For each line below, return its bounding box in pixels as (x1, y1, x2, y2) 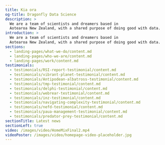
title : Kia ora (5, 7, 37, 12)
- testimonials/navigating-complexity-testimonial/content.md (9, 100, 141, 105)
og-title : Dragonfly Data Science (5, 12, 77, 17)
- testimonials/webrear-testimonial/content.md (9, 91, 110, 96)
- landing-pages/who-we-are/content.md (9, 53, 92, 59)
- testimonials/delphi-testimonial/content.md (9, 86, 108, 91)
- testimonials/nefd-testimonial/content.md (9, 105, 103, 110)
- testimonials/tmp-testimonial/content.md (9, 81, 101, 86)
